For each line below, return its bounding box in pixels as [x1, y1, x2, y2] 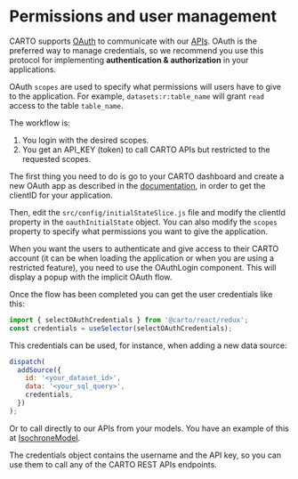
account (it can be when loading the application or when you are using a [9, 252, 274, 264]
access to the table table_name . [9, 100, 124, 110]
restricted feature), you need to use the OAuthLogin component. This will [9, 262, 277, 272]
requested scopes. [21, 153, 92, 164]
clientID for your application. [9, 190, 113, 200]
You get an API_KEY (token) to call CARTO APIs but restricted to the [21, 144, 270, 155]
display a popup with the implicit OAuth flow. [9, 272, 173, 282]
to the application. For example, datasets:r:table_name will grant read [9, 91, 265, 101]
